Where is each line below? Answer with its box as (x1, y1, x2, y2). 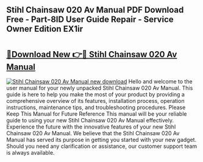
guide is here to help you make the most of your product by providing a (6, 91, 185, 98)
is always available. (6, 149, 55, 156)
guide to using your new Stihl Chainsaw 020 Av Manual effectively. (6, 117, 174, 124)
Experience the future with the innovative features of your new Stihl (6, 123, 176, 130)
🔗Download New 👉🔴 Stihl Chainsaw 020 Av (6, 49, 177, 60)
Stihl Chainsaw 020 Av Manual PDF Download (6, 5, 184, 15)
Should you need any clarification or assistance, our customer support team (6, 143, 198, 150)
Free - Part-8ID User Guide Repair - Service (6, 15, 174, 25)
